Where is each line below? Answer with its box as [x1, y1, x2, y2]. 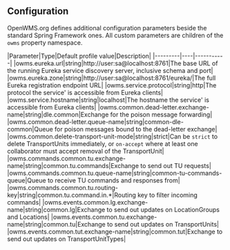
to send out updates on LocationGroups [106, 205, 220, 213]
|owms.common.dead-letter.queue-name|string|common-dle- [7, 117, 184, 126]
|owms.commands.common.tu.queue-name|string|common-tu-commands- [7, 169, 222, 177]
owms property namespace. [7, 38, 83, 47]
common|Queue [7, 125, 53, 133]
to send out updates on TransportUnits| [106, 220, 220, 228]
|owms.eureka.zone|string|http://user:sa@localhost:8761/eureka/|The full [7, 74, 216, 82]
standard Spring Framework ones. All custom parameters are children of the [7, 31, 224, 39]
